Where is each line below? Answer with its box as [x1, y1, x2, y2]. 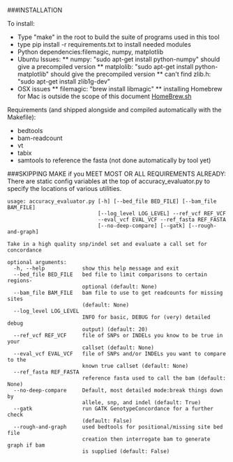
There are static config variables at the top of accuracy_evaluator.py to [7, 177, 211, 185]
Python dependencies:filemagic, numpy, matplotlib [17, 48, 164, 56]
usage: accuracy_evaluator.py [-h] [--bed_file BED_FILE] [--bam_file [7, 198, 217, 205]
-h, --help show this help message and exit [13, 265, 179, 272]
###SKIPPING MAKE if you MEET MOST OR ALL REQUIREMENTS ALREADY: [7, 170, 227, 178]
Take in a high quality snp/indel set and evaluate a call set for [7, 240, 208, 247]
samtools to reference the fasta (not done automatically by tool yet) [17, 156, 211, 164]
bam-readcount [17, 134, 63, 142]
